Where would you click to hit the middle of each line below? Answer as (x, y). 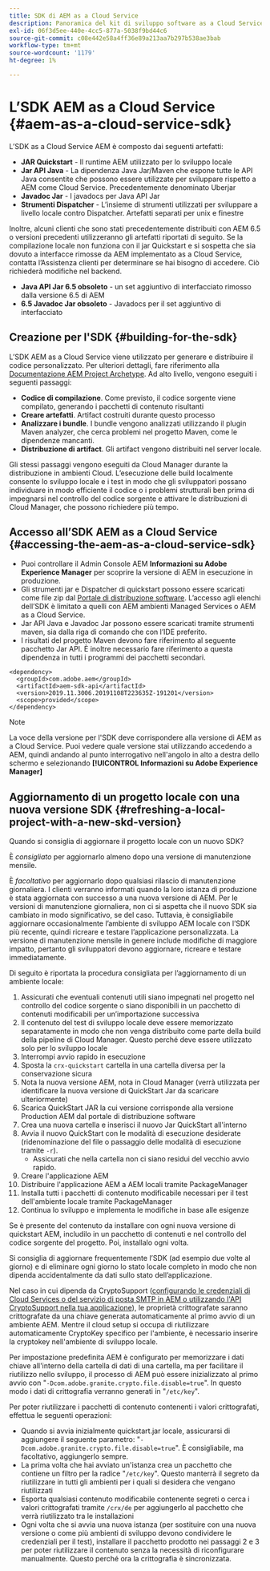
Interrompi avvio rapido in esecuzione (83, 1057)
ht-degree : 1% (33, 61)
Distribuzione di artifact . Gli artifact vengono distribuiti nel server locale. (141, 449)
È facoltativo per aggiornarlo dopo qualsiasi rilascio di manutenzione (123, 881)
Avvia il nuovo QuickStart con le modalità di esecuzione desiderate (131, 1133)
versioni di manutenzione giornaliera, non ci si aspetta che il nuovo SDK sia (133, 907)
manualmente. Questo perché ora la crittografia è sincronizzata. (126, 1559)
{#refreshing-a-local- (170, 809)
